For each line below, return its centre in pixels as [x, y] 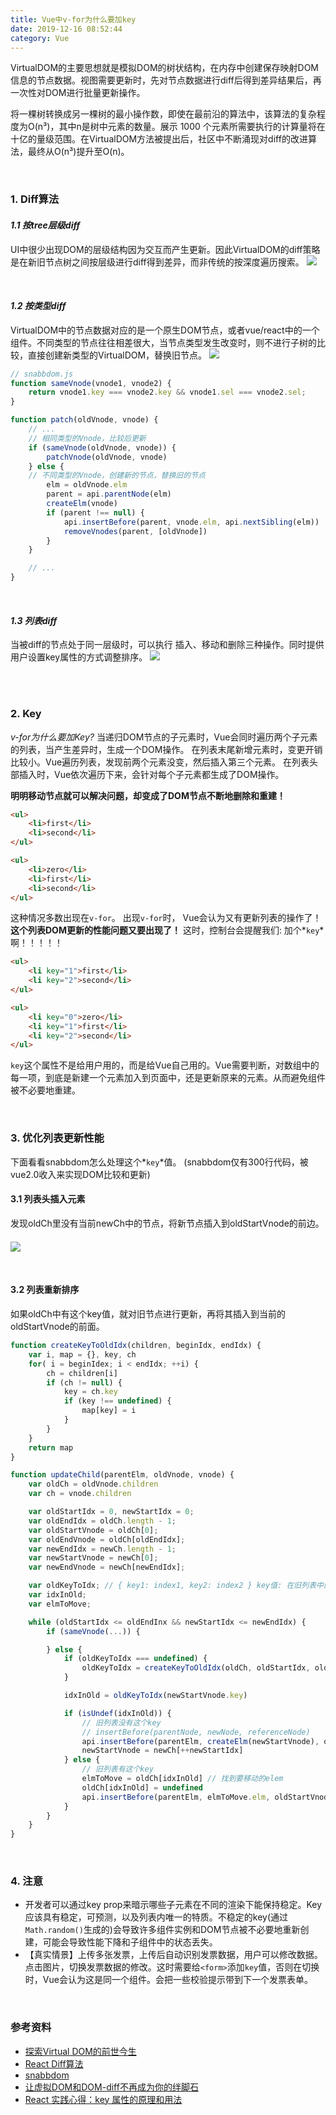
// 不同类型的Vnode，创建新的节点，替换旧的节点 [117, 476]
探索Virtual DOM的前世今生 [80, 2051]
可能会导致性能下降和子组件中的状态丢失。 [130, 1942]
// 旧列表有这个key [117, 1769]
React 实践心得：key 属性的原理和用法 [103, 2099]
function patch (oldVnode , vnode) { [84, 420]
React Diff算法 [54, 2063]
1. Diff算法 [35, 199]
